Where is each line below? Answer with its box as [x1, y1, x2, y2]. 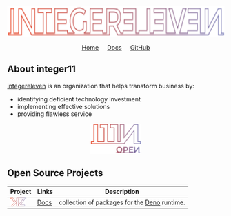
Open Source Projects [7, 167, 103, 179]
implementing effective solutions [17, 102, 110, 110]
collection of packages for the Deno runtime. [58, 198, 185, 206]
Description [104, 188, 139, 196]
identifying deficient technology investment [17, 95, 141, 103]
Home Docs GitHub [81, 43, 150, 51]
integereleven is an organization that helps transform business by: [7, 81, 195, 90]
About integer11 [7, 63, 76, 75]
